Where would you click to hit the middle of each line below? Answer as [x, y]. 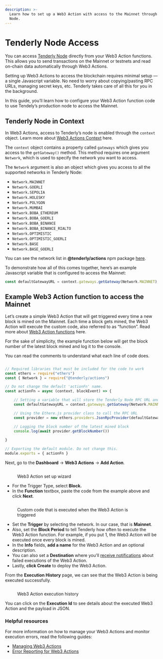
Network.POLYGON [28, 203]
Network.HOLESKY [28, 198]
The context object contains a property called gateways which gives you [77, 147]
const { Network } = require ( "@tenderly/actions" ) [57, 378]
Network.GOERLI [27, 188]
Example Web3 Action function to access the [74, 297]
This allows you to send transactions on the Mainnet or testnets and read [78, 61]
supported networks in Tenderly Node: [44, 173]
